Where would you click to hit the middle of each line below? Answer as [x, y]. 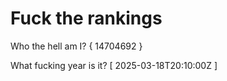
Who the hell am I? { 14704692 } [76, 46]
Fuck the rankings [86, 18]
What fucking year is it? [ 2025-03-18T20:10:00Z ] [114, 65]
